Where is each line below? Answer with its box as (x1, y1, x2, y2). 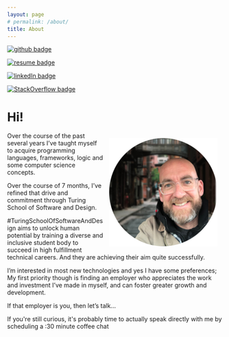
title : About (7, 25, 45, 32)
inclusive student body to (7, 239, 79, 247)
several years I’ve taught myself (7, 139, 97, 148)
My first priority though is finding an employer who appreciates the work (7, 274, 212, 282)
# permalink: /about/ (7, 18, 69, 25)
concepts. (7, 168, 36, 176)
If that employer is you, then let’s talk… (7, 302, 117, 310)
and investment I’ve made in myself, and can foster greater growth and (7, 281, 207, 290)
